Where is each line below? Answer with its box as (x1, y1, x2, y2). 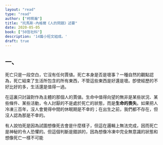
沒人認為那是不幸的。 (5, 112, 48, 118)
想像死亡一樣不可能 (5, 134, 44, 141)
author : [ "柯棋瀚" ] (5, 16, 42, 21)
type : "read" (5, 12, 32, 16)
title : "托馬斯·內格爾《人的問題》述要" (5, 20, 78, 26)
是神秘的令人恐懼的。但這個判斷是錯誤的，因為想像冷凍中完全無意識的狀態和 (5, 129, 158, 134)
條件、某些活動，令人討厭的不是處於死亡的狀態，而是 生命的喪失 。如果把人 (9, 100, 158, 106)
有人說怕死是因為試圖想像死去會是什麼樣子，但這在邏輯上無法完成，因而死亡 (5, 122, 158, 129)
